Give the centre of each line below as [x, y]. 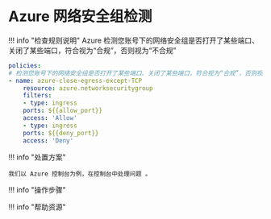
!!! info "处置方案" [37, 157]
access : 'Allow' [50, 118]
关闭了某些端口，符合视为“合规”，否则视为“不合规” [92, 50]
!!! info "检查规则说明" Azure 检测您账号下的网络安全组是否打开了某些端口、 [134, 40]
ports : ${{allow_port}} [63, 111]
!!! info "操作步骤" [37, 189]
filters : [38, 96]
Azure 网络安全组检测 [80, 17]
